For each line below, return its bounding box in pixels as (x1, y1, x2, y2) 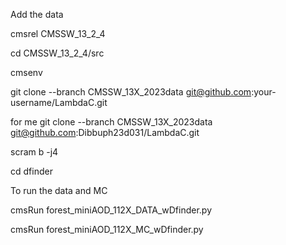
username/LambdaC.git (10, 97, 108, 108)
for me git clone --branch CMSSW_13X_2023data (10, 116, 213, 128)
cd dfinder (10, 165, 53, 177)
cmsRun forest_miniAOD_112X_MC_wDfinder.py (10, 224, 204, 235)
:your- (251, 86, 277, 98)
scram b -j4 (10, 146, 59, 158)
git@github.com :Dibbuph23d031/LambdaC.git (10, 127, 200, 138)
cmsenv (10, 67, 43, 78)
